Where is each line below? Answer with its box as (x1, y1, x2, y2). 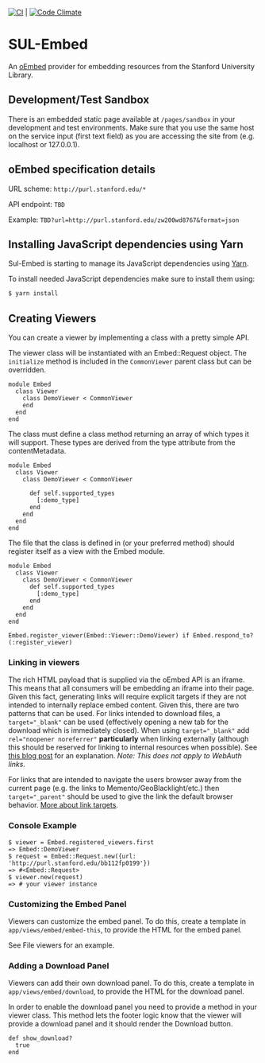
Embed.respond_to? (193, 632, 254, 640)
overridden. (8, 365, 46, 375)
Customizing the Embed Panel (8, 898, 127, 909)
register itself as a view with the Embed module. (8, 547, 165, 556)
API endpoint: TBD (8, 199, 65, 208)
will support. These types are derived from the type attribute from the (8, 438, 236, 447)
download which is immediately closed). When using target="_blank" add (8, 726, 250, 735)
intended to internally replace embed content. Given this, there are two (8, 700, 240, 710)
